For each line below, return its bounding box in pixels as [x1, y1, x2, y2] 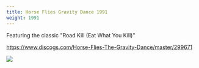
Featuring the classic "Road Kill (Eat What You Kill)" [6, 31, 136, 39]
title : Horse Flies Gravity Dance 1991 [6, 9, 108, 15]
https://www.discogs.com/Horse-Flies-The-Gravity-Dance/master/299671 [6, 43, 193, 51]
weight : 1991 [6, 15, 40, 21]
